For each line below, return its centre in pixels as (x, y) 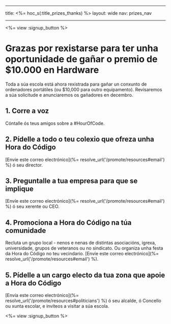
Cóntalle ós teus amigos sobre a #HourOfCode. (55, 123)
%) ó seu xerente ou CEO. (32, 206)
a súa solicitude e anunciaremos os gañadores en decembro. (69, 95)
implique (20, 189)
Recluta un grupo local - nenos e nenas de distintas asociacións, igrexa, (81, 243)
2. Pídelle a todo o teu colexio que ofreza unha (80, 139)
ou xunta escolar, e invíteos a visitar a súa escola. (57, 306)
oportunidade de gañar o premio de (81, 59)
